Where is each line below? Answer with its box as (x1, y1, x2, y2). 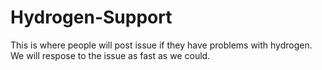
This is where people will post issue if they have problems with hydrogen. (10, 39, 313, 51)
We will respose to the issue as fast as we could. (10, 49, 211, 61)
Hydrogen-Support (10, 6, 173, 29)
